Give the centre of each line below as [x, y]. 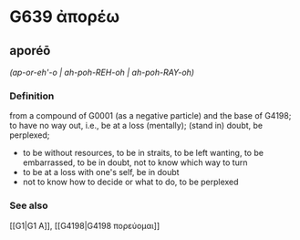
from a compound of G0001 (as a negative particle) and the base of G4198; [150, 116]
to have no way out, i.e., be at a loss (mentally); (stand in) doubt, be [136, 126]
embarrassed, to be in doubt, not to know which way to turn [135, 162]
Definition [32, 96]
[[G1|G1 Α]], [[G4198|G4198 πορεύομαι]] [85, 225]
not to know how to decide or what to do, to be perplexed [130, 182]
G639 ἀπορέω [65, 17]
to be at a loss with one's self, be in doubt [101, 172]
